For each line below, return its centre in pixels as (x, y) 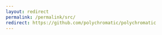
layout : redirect (27, 12)
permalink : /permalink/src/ (41, 17)
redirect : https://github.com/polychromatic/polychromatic (81, 23)
